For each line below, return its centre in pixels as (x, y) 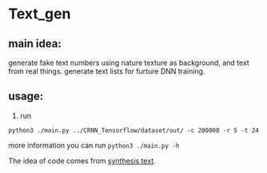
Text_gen (40, 14)
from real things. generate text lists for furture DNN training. (107, 71)
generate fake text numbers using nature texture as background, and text (129, 62)
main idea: (35, 44)
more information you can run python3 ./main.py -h (94, 145)
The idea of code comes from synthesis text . (82, 160)
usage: (26, 97)
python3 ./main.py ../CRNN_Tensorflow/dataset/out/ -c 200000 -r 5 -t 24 (134, 130)
